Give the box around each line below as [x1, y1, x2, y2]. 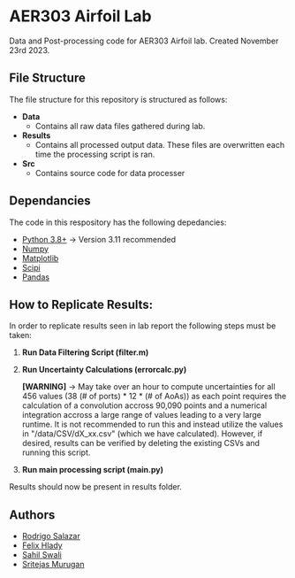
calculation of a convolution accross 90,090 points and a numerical [21, 400, 268, 411]
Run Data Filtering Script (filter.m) [21, 347, 149, 358]
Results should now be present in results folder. [9, 482, 183, 492]
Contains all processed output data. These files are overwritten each [34, 139, 285, 150]
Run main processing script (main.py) [21, 465, 163, 475]
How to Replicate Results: [9, 297, 154, 312]
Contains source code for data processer [34, 167, 185, 178]
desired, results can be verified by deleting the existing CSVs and [21, 438, 261, 449]
